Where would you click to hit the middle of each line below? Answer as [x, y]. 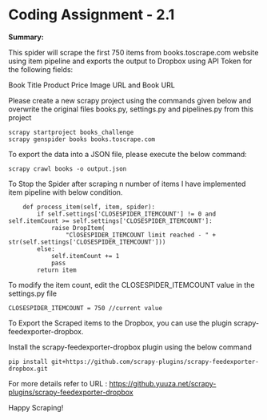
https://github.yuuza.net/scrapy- [163, 383]
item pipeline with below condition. [66, 192]
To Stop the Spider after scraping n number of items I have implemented [127, 184]
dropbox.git [28, 369]
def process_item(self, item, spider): [89, 207]
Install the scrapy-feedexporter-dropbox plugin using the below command [130, 347]
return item [57, 270]
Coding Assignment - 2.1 [92, 15]
